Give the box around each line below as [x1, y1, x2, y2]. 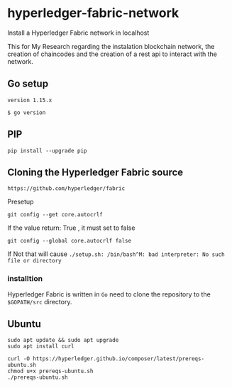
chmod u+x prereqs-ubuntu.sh [7, 367, 94, 375]
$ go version [7, 109, 46, 116]
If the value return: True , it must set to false [7, 223, 136, 232]
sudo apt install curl [7, 343, 74, 350]
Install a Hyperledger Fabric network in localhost [7, 28, 150, 37]
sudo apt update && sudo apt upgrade [7, 337, 119, 344]
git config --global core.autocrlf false [7, 238, 132, 245]
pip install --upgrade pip [7, 147, 87, 154]
